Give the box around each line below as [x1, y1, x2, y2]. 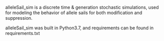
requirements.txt [5, 30, 40, 36]
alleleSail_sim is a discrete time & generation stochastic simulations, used [5, 5, 159, 10]
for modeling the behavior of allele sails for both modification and [5, 10, 143, 16]
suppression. [5, 15, 33, 21]
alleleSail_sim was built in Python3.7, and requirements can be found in [5, 25, 154, 31]
